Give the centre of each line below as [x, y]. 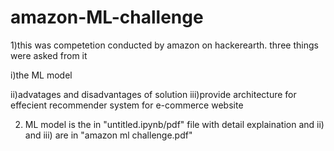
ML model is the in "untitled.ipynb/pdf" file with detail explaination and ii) [174, 124]
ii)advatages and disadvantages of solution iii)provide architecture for [153, 94]
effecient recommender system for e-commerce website [127, 105]
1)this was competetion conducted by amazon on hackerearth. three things [164, 45]
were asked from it [49, 55]
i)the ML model [41, 75]
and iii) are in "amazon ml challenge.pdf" [108, 135]
